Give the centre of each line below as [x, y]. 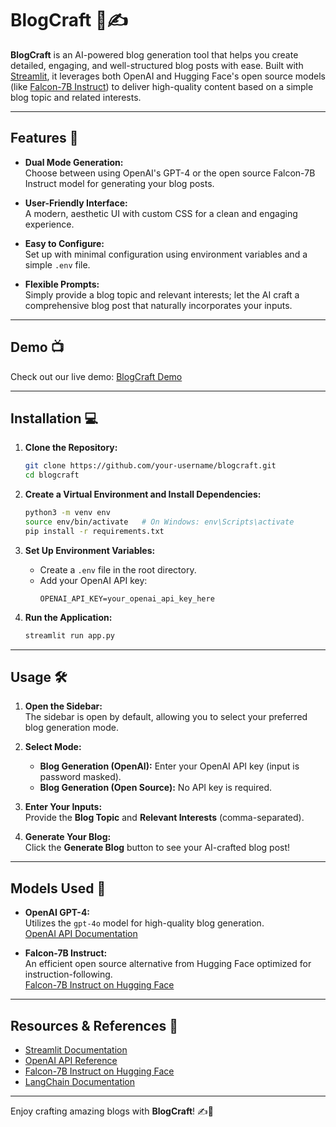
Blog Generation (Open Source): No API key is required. [156, 788]
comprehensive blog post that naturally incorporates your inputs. [158, 305]
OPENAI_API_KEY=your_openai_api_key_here [127, 598]
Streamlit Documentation [76, 1050]
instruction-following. [68, 974]
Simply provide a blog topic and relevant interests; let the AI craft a [162, 294]
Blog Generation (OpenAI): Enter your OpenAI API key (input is [169, 766]
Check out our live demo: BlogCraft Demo [96, 376]
